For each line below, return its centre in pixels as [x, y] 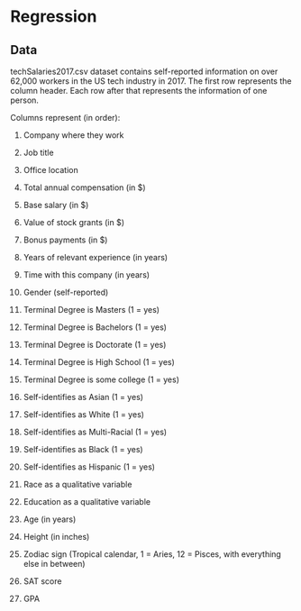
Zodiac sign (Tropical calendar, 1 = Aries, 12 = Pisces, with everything [152, 554]
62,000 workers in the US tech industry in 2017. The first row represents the [151, 81]
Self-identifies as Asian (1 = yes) [83, 397]
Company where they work [73, 135]
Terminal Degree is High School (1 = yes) [99, 362]
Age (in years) [50, 519]
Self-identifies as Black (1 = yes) [83, 449]
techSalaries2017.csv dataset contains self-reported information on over [144, 71]
